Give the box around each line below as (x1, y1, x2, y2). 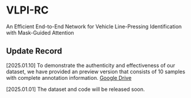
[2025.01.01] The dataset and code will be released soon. (6, 86, 146, 93)
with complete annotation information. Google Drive (6, 74, 131, 81)
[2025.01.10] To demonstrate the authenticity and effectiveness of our (6, 62, 176, 69)
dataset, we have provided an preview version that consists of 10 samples (6, 68, 186, 75)
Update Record (6, 46, 62, 56)
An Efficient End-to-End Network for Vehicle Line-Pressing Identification (6, 23, 182, 30)
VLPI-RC (6, 4, 49, 17)
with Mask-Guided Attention (6, 29, 74, 36)
